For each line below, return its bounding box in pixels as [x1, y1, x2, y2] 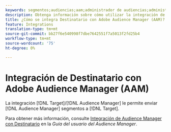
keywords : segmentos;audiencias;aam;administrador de [5, 7, 122, 13]
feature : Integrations [5, 21, 53, 27]
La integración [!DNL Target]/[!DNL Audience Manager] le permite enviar [5, 100, 158, 106]
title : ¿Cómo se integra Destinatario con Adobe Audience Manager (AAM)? [5, 17, 165, 22]
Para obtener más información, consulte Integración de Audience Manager [5, 115, 162, 121]
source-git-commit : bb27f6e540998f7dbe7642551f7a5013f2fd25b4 [5, 31, 140, 36]
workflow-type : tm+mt [5, 36, 51, 41]
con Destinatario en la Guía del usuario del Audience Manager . [5, 121, 137, 127]
